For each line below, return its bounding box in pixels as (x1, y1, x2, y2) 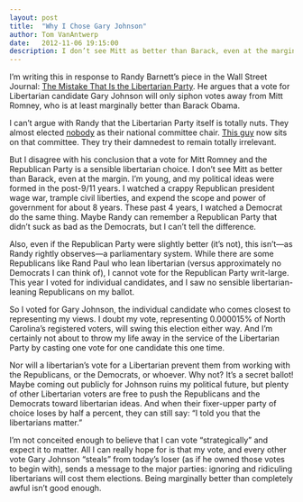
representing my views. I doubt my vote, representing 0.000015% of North (9, 314, 286, 324)
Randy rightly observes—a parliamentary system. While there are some (9, 249, 274, 260)
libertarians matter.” (9, 417, 83, 428)
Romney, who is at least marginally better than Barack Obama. (9, 100, 241, 111)
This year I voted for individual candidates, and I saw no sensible (9, 277, 251, 288)
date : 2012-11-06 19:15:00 (9, 38, 119, 48)
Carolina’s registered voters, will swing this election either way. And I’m (9, 324, 273, 334)
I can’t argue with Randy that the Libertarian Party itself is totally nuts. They (9, 118, 289, 129)
